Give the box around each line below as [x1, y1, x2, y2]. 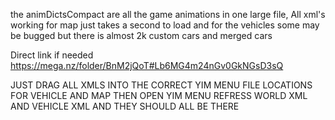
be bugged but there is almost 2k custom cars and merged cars [10, 30, 273, 41]
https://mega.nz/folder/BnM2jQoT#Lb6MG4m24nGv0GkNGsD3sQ [10, 60, 284, 71]
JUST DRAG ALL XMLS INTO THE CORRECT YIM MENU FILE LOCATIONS [10, 79, 313, 91]
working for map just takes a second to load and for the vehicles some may [10, 19, 320, 31]
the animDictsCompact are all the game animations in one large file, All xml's [10, 9, 326, 20]
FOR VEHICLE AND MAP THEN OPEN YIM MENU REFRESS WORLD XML [10, 90, 308, 101]
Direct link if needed [10, 49, 94, 61]
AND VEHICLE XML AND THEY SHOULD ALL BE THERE [10, 100, 240, 112]
